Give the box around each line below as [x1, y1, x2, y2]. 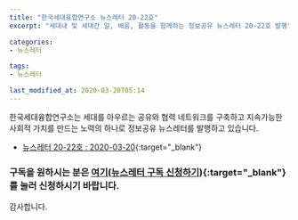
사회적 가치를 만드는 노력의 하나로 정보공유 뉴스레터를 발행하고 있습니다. [9, 122, 259, 134]
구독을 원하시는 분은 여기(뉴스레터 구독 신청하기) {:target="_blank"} [9, 166, 286, 178]
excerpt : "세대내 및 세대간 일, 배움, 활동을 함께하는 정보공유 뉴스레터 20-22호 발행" [9, 21, 292, 30]
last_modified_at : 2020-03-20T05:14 [9, 86, 145, 95]
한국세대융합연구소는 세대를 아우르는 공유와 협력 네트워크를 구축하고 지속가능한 [9, 111, 283, 122]
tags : [9, 61, 29, 71]
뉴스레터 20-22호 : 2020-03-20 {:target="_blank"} [21, 142, 203, 152]
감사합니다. [9, 201, 48, 212]
